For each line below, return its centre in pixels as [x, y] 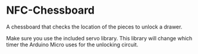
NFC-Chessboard [51, 10]
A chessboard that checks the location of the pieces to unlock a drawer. [94, 27]
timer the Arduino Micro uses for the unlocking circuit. [72, 45]
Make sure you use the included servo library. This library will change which [99, 38]
